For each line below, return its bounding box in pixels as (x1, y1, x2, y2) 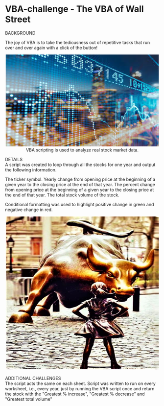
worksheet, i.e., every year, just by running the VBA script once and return (5, 385, 155, 391)
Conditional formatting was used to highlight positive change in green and (5, 201, 154, 207)
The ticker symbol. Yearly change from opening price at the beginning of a (5, 176, 156, 182)
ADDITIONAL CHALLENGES (5, 375, 61, 381)
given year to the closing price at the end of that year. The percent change (5, 181, 155, 187)
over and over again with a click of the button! (5, 45, 98, 50)
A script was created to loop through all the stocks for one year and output (5, 162, 156, 167)
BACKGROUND (5, 30, 36, 36)
